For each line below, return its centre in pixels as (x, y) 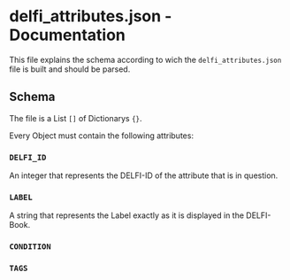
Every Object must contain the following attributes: (102, 136)
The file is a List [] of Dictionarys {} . (76, 118)
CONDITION (30, 247)
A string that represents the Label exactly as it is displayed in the (127, 215)
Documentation (68, 35)
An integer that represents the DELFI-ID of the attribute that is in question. (144, 175)
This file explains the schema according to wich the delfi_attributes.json (145, 59)
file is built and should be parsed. (70, 69)
